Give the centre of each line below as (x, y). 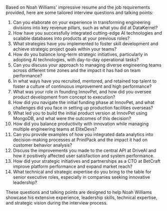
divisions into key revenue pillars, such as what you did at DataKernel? (85, 28)
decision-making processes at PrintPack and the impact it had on (80, 140)
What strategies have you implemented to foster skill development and (85, 44)
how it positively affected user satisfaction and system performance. (83, 156)
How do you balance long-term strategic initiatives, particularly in (80, 54)
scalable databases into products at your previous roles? (71, 38)
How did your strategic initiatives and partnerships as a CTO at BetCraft (86, 161)
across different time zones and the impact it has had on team (77, 70)
